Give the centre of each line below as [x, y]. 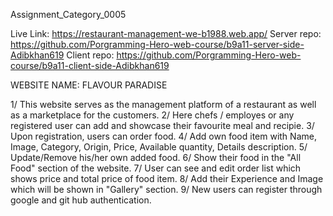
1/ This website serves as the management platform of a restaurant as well [163, 104]
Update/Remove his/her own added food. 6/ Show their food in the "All [156, 157]
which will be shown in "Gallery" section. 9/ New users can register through [166, 189]
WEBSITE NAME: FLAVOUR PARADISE [89, 85]
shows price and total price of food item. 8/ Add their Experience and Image [167, 178]
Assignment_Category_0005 [68, 14]
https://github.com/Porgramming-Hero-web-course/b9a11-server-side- [157, 44]
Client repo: [90, 55]
